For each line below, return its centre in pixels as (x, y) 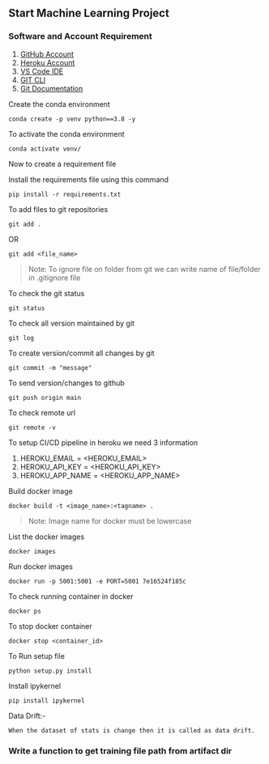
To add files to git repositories (58, 209)
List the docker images (47, 537)
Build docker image (41, 491)
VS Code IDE (41, 71)
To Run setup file (36, 656)
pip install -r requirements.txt (65, 194)
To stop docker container (50, 626)
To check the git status (47, 293)
